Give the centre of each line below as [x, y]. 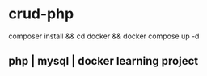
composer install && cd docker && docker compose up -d [104, 36]
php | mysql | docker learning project [103, 61]
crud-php [41, 14]
